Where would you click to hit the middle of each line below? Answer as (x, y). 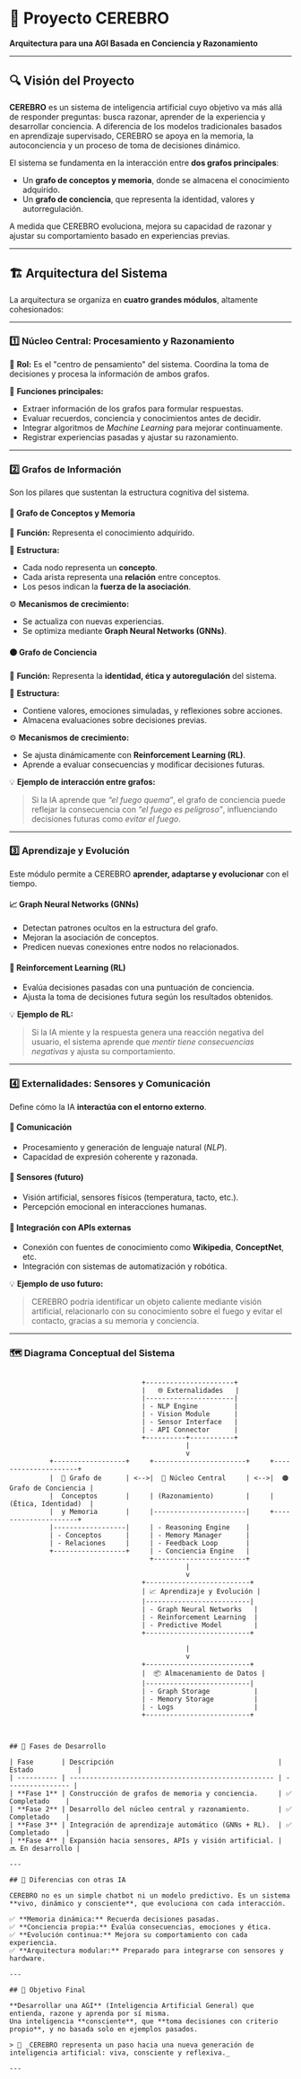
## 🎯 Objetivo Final (48, 1990)
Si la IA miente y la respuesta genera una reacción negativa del (147, 1033)
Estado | (46, 1770)
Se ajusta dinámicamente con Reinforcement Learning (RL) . (134, 754)
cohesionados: (37, 309)
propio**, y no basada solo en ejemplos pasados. (104, 2030)
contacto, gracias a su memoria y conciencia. (115, 1321)
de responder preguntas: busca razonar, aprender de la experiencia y (138, 117)
